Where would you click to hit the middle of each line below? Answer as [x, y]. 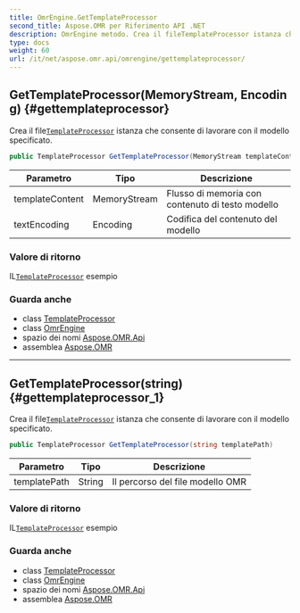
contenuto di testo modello [223, 204]
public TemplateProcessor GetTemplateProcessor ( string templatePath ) [142, 445]
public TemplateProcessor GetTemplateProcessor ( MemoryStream [125, 156]
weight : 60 [29, 51]
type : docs [29, 42]
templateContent [49, 199]
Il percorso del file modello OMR [179, 481]
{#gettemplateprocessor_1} [87, 398]
